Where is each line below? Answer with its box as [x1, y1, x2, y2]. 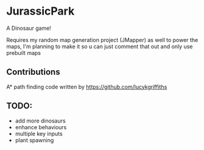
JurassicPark [6, 4, 75, 18]
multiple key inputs [15, 130, 63, 137]
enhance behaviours [15, 123, 67, 130]
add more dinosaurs [15, 117, 66, 124]
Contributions [6, 67, 60, 77]
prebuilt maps [6, 49, 41, 56]
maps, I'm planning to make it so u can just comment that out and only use [6, 43, 193, 50]
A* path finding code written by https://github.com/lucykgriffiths [6, 83, 167, 90]
